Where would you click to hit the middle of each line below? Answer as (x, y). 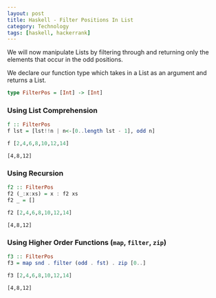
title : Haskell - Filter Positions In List (71, 20)
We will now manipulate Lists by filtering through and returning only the (108, 52)
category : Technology (38, 26)
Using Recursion (35, 173)
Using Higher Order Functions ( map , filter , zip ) (87, 242)
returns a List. (27, 81)
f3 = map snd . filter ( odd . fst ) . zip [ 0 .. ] (77, 263)
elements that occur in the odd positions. (65, 60)
